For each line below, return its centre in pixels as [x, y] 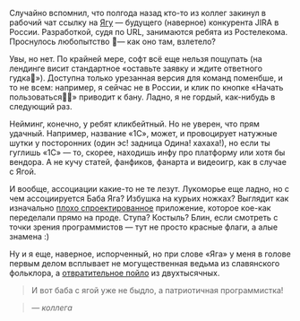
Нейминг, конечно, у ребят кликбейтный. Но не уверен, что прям [134, 124]
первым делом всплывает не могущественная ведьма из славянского [145, 263]
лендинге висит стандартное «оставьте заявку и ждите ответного [136, 68]
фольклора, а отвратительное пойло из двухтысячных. [115, 273]
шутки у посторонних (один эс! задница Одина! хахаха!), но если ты [140, 143]
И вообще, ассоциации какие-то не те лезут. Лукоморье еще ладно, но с [149, 189]
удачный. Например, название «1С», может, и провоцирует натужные [143, 133]
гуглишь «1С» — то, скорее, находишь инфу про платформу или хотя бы [147, 152]
